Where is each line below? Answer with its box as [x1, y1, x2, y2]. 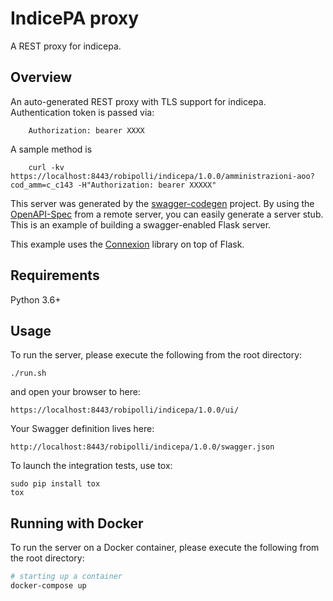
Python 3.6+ [10, 293, 62, 306]
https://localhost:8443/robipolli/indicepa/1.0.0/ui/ [10, 405, 240, 416]
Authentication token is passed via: [10, 106, 155, 118]
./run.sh [10, 368, 47, 379]
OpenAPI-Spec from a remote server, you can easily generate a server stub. [10, 208, 324, 220]
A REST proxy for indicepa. [10, 40, 122, 52]
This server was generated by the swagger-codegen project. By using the [10, 197, 315, 209]
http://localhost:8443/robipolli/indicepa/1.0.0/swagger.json [10, 442, 275, 452]
